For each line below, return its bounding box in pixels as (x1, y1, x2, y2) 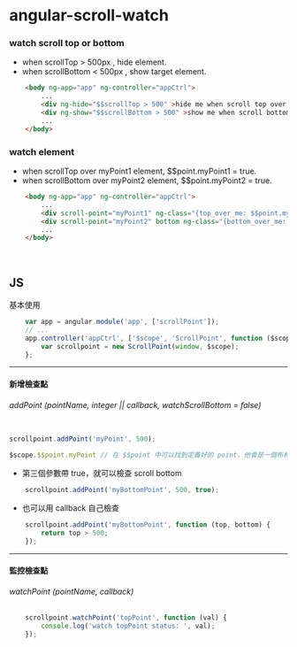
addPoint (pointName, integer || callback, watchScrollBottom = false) (9, 399, 262, 410)
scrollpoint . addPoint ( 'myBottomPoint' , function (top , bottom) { (25, 520, 271, 529)
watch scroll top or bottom (9, 37, 126, 50)
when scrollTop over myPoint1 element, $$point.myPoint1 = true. (21, 166, 257, 177)
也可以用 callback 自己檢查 (21, 502, 119, 513)
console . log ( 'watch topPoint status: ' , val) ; (41, 621, 216, 631)
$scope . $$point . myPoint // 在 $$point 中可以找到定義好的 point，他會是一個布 (9, 451, 284, 460)
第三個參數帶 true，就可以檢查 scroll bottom (21, 468, 183, 479)
